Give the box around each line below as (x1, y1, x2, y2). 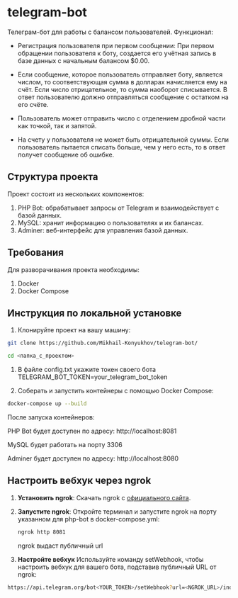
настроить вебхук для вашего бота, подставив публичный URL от (17, 563, 217, 571)
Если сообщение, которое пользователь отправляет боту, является (17, 70, 223, 79)
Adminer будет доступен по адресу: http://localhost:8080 (7, 454, 179, 463)
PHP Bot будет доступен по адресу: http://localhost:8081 (7, 427, 177, 435)
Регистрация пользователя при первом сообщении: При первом (17, 41, 215, 50)
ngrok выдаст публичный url (17, 541, 103, 550)
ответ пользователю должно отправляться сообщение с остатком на (17, 93, 229, 101)
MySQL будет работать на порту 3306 (7, 441, 123, 448)
